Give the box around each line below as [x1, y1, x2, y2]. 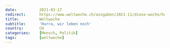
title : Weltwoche [5, 16, 60, 21]
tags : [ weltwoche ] [5, 35, 65, 40]
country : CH [5, 26, 44, 31]
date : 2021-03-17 [5, 7, 62, 12]
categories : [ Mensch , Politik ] [5, 30, 78, 35]
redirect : [5, 12, 26, 17]
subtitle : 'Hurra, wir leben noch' [5, 21, 92, 26]
